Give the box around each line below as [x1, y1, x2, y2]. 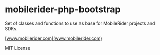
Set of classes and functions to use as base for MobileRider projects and [5, 20, 155, 26]
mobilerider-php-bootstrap [5, 4, 121, 15]
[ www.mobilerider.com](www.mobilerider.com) [5, 35, 102, 41]
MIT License [5, 45, 31, 51]
